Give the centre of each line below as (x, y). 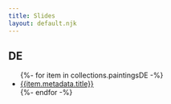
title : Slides (32, 16)
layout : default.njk (43, 23)
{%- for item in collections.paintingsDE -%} (92, 75)
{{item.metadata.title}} (57, 84)
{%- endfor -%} (46, 93)
